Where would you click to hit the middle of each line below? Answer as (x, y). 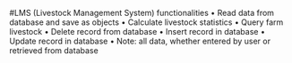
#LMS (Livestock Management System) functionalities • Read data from (142, 13)
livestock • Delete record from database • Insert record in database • (137, 31)
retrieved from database (54, 51)
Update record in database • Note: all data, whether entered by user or (140, 41)
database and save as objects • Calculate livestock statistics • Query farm (146, 22)
